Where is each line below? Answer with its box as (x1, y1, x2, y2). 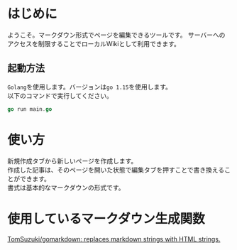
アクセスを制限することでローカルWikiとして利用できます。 (7, 39, 181, 48)
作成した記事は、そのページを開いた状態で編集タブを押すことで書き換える (7, 165, 225, 174)
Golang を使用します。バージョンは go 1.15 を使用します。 (7, 82, 172, 91)
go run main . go (7, 105, 53, 113)
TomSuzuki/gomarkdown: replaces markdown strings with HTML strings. (7, 234, 221, 243)
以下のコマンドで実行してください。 (7, 91, 114, 99)
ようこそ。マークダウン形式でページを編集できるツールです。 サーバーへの (7, 31, 226, 39)
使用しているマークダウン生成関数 (7, 210, 205, 227)
